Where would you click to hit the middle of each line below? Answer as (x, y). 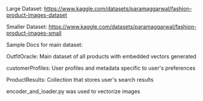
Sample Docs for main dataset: (45, 45)
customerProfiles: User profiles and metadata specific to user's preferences (101, 68)
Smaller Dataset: (27, 27)
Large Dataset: (25, 9)
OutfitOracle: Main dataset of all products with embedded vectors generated (101, 56)
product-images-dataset (37, 15)
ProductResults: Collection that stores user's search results (80, 80)
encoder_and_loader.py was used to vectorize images (73, 91)
